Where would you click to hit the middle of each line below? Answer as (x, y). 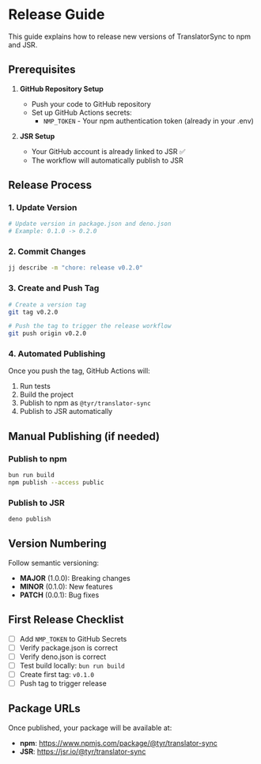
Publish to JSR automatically (66, 412)
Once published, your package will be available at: (90, 728)
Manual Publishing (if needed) (84, 436)
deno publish (30, 519)
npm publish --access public (56, 483)
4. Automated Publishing (57, 354)
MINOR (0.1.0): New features (66, 586)
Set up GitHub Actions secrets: (81, 112)
